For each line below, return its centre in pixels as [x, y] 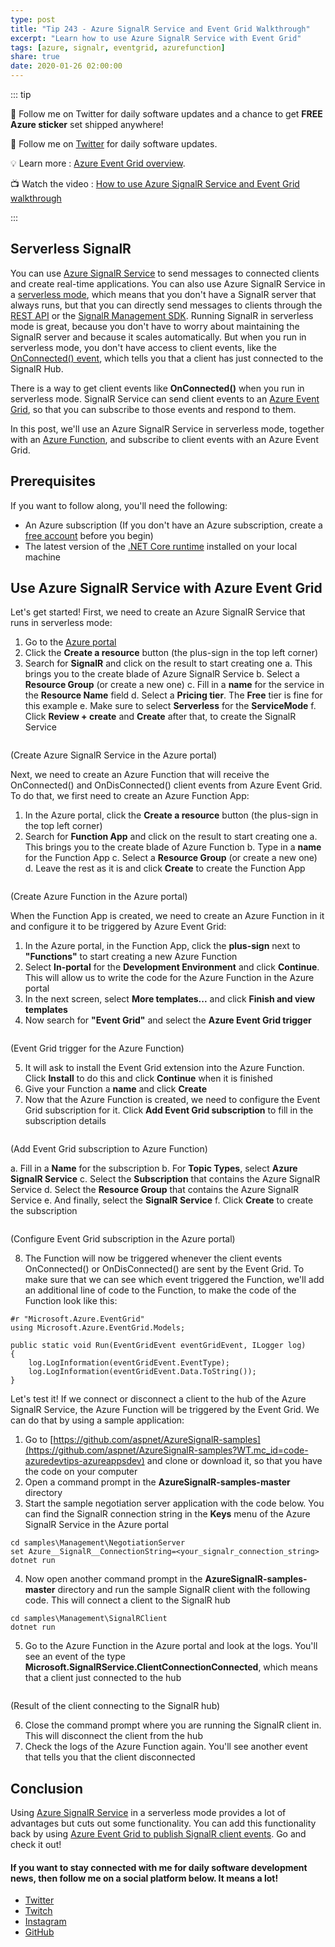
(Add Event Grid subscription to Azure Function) [109, 1149]
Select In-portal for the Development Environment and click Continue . [172, 967]
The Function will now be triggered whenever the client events [153, 1258]
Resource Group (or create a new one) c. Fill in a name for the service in [174, 685]
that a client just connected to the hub [103, 1678]
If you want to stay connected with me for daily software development [159, 1867]
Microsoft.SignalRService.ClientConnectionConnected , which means [171, 1667]
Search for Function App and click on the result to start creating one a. [171, 837]
